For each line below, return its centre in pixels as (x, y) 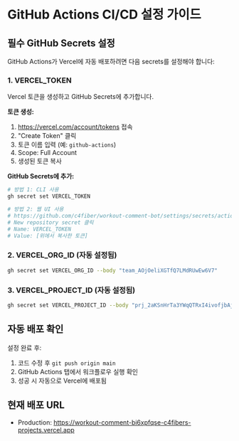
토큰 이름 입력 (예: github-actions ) (67, 145)
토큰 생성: (21, 112)
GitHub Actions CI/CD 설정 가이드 (104, 15)
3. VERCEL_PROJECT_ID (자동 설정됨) (71, 290)
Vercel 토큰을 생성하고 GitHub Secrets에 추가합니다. (81, 97)
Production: (34, 423)
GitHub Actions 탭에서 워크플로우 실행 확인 (78, 371)
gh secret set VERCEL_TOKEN (49, 196)
